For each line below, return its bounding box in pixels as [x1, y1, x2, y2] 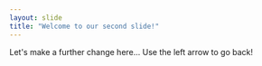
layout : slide [9, 13, 63, 23]
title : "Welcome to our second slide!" [9, 22, 160, 31]
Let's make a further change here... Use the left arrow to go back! [9, 46, 254, 57]
